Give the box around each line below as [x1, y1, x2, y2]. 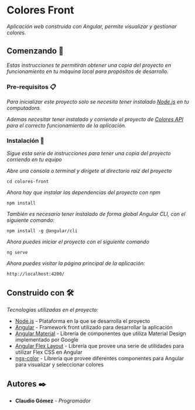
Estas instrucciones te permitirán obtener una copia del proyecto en [6, 61, 172, 68]
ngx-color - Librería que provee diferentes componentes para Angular [15, 355, 184, 362]
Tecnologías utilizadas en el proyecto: [6, 306, 99, 313]
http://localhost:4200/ [6, 271, 65, 277]
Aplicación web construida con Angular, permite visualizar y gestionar [6, 23, 177, 30]
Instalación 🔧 [6, 136, 45, 144]
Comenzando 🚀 [6, 46, 64, 56]
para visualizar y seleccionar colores [15, 361, 104, 368]
